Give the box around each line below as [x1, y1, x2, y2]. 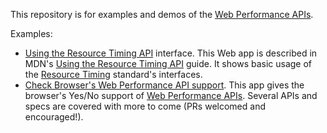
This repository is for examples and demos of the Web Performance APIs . [10, 9, 314, 20]
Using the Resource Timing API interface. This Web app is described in [24, 47, 318, 59]
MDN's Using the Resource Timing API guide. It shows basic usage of [24, 58, 313, 69]
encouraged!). [24, 111, 84, 123]
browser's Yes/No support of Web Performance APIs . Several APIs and [24, 90, 318, 101]
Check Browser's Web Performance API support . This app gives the [24, 79, 305, 91]
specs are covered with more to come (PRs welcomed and [24, 100, 266, 112]
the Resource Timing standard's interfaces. [24, 69, 203, 80]
